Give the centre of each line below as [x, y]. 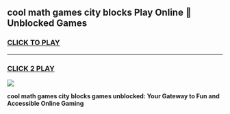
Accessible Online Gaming [46, 103]
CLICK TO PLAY [34, 43]
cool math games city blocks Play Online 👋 [99, 13]
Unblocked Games [47, 24]
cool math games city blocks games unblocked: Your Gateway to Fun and [114, 96]
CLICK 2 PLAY [31, 68]
